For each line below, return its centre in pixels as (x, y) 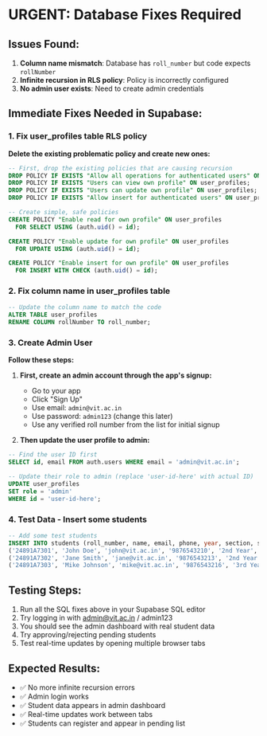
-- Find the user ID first (53, 455)
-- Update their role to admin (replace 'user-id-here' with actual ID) (131, 477)
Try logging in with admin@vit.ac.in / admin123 (96, 618)
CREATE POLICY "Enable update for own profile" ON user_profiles (118, 241)
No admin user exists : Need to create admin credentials (112, 88)
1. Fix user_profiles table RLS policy (78, 136)
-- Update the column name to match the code (85, 307)
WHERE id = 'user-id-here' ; (55, 499)
